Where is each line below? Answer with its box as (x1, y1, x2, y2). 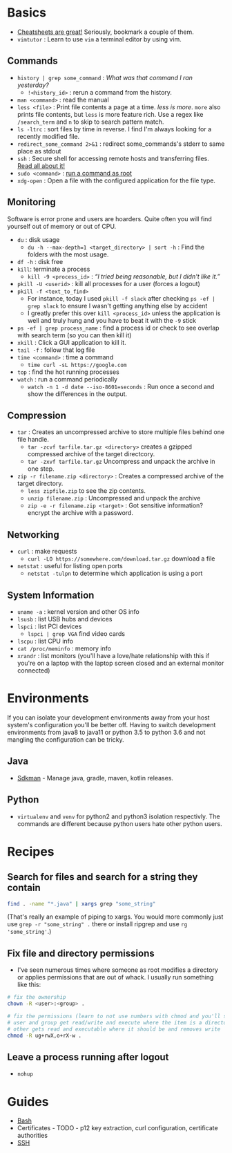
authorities (17, 1132, 48, 1140)
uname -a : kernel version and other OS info (17, 608, 139, 616)
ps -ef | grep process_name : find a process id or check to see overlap (17, 324, 220, 332)
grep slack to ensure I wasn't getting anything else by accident (27, 301, 208, 310)
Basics (7, 5, 47, 21)
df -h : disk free (17, 257, 64, 265)
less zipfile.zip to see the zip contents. (27, 487, 146, 495)
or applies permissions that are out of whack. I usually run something (17, 973, 214, 982)
